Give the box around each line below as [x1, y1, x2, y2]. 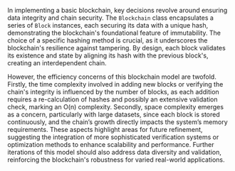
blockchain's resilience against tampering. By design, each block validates [7, 44, 226, 52]
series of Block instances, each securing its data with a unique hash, [7, 21, 209, 29]
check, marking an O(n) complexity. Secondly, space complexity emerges [7, 103, 224, 111]
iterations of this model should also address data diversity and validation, [7, 148, 222, 156]
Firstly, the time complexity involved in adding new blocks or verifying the [7, 80, 224, 88]
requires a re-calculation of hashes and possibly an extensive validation [7, 95, 219, 104]
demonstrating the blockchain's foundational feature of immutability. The [7, 28, 221, 37]
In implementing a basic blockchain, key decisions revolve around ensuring [7, 6, 228, 14]
